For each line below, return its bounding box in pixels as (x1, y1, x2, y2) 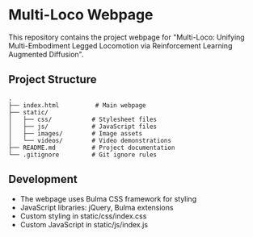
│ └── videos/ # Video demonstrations (8, 136, 172, 144)
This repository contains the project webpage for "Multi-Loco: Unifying (8, 32, 245, 42)
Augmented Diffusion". (8, 49, 84, 59)
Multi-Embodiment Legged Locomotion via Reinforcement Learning (8, 40, 233, 50)
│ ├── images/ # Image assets (8, 129, 143, 138)
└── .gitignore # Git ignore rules (8, 151, 158, 159)
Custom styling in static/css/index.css (19, 211, 147, 221)
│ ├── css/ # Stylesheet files (8, 115, 158, 123)
